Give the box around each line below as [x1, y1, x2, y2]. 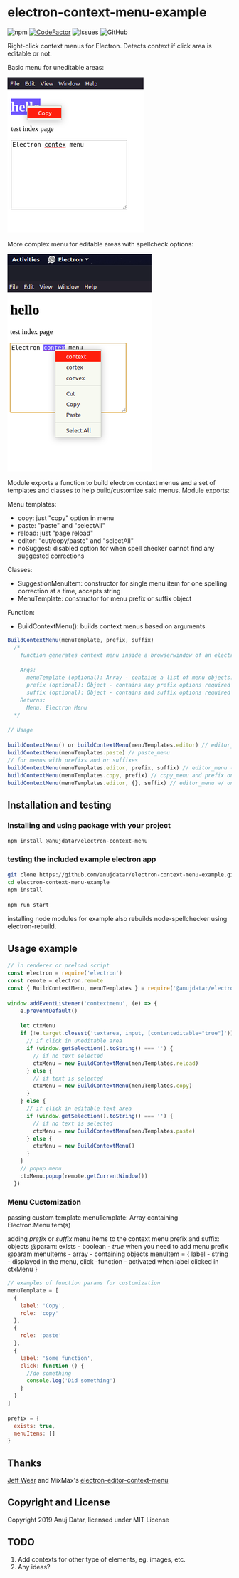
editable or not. [7, 49, 52, 58]
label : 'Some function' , [20, 1354, 94, 1361]
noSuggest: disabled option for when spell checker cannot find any [17, 544, 215, 552]
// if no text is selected [33, 1120, 113, 1127]
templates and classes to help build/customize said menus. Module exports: [7, 486, 230, 494]
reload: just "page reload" [17, 529, 94, 537]
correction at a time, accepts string [17, 586, 121, 595]
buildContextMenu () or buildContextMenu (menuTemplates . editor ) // [7, 742, 208, 749]
